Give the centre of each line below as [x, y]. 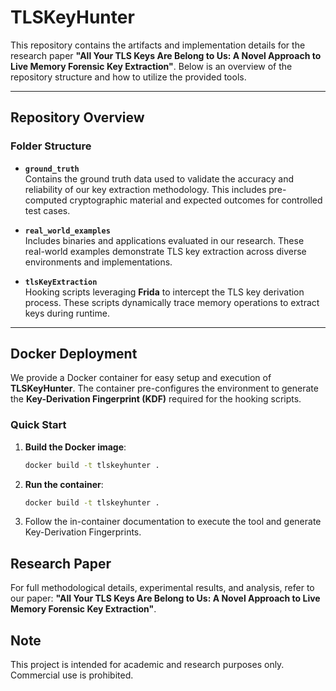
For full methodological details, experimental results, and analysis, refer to [162, 588]
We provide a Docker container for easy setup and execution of [141, 378]
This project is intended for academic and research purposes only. [147, 665]
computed [46, 200]
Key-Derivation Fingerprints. [83, 532]
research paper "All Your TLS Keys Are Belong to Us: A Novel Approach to [166, 55]
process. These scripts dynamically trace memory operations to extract [172, 302]
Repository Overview [77, 117]
